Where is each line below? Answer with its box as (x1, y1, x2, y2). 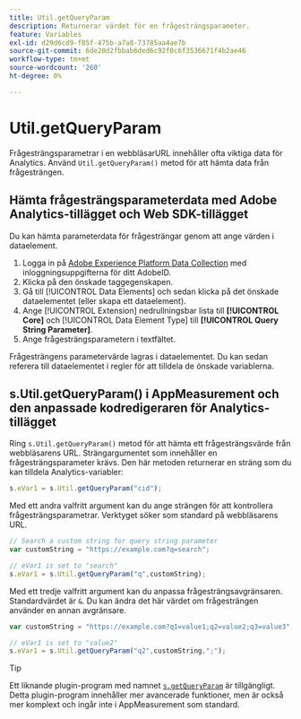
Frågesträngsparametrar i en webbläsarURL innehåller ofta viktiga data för (9, 147, 283, 158)
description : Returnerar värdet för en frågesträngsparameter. (9, 22, 251, 30)
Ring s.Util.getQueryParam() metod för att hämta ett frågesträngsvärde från (9, 438, 291, 449)
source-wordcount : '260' (9, 64, 102, 73)
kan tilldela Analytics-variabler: (9, 467, 124, 478)
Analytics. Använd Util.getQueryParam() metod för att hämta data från (9, 157, 270, 168)
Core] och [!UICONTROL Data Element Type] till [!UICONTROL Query (21, 315, 279, 325)
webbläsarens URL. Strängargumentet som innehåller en (9, 447, 218, 458)
